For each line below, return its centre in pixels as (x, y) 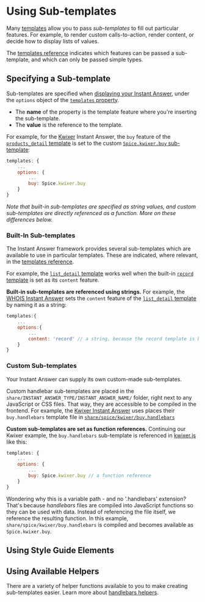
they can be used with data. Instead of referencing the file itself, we (91, 512)
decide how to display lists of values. (53, 41)
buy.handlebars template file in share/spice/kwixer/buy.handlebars (91, 417)
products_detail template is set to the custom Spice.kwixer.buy (87, 143)
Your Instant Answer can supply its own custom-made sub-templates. (94, 379)
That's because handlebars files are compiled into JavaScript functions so (100, 505)
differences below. (30, 219)
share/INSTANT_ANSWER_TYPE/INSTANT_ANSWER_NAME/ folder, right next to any (99, 397)
